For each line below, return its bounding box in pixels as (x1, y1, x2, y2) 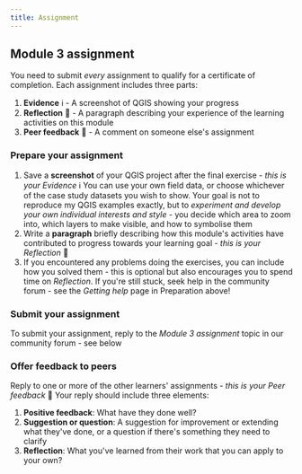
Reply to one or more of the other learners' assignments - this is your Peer (10, 381, 286, 391)
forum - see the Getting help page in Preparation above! (22, 285, 231, 296)
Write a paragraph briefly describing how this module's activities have (22, 228, 284, 239)
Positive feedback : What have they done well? (22, 408, 197, 418)
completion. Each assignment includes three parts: (10, 80, 199, 91)
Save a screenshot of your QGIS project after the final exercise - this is (22, 170, 287, 180)
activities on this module (22, 118, 114, 128)
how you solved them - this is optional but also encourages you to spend (22, 266, 293, 276)
